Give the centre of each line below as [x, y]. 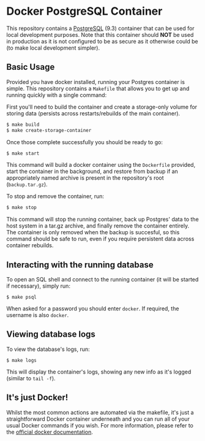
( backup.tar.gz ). [27, 185]
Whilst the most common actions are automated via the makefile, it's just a [100, 412]
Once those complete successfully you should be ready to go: [85, 142]
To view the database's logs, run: [48, 349]
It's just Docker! [37, 398]
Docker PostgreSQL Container [84, 11]
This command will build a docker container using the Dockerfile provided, [101, 165]
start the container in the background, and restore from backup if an [92, 171]
